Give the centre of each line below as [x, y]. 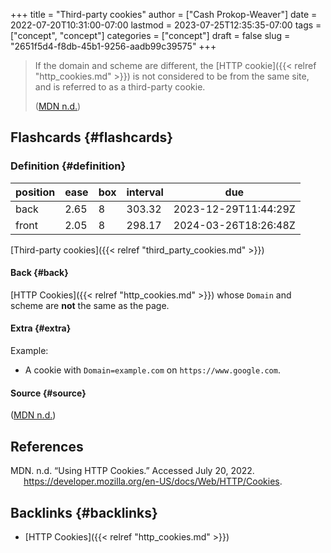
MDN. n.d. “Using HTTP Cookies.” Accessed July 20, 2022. [132, 471]
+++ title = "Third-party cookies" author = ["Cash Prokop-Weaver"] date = [164, 14]
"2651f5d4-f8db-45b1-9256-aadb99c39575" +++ [113, 46]
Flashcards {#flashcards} [91, 137]
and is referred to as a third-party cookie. [120, 87]
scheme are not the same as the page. [90, 305]
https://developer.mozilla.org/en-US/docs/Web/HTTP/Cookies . [153, 481]
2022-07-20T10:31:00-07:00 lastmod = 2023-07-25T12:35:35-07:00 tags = [166, 25]
